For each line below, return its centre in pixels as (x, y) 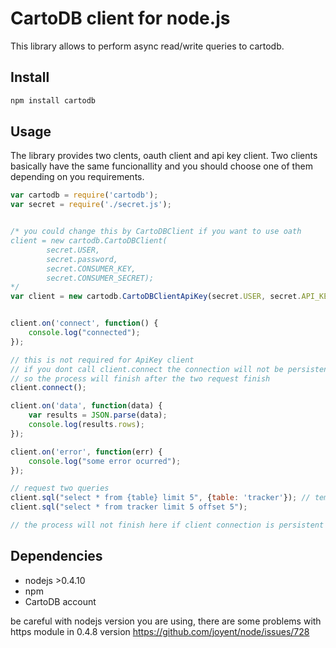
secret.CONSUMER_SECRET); (100, 278)
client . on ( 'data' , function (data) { (86, 406)
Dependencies (56, 556)
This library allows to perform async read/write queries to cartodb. (147, 46)
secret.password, (82, 259)
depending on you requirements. (77, 177)
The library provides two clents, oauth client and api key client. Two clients (164, 156)
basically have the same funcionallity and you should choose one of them (161, 166)
